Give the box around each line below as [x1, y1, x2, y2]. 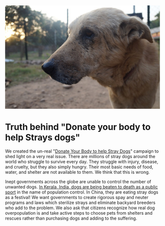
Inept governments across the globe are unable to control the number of [5, 178, 151, 185]
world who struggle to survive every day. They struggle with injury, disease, [5, 159, 159, 164]
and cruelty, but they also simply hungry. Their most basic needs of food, [5, 163, 154, 170]
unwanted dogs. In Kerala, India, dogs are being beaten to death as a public [5, 184, 158, 190]
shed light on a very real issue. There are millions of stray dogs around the [5, 153, 156, 159]
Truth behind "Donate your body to [5, 122, 151, 133]
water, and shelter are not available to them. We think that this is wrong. [5, 169, 150, 175]
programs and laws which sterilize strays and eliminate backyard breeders [5, 199, 156, 205]
